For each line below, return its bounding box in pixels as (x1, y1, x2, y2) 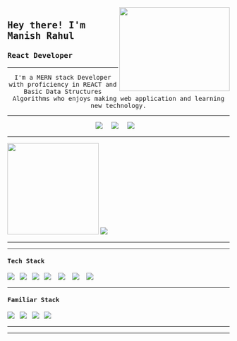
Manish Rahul (7, 30, 75, 42)
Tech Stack (7, 257, 45, 265)
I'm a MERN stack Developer (13, 73, 111, 81)
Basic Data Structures (23, 88, 102, 95)
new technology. (90, 102, 147, 109)
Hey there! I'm (7, 20, 86, 31)
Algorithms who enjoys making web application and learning (12, 95, 225, 102)
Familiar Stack (7, 296, 60, 304)
